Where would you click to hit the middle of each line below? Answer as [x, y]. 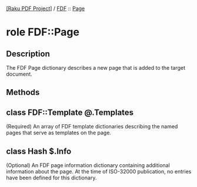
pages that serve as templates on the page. [59, 133]
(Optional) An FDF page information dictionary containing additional [88, 165]
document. [19, 74]
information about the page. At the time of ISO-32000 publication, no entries [99, 172]
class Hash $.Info [39, 151]
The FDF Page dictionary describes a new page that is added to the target [96, 68]
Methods [23, 92]
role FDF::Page [43, 32]
